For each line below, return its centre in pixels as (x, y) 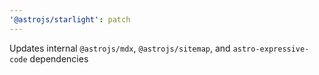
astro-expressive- (271, 49)
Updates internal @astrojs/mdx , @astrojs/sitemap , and (120, 48)
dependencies (59, 58)
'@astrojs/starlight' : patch (70, 19)
